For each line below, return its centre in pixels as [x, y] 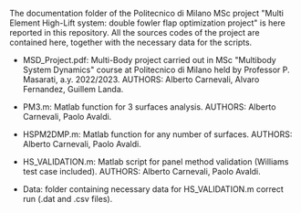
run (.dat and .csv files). [67, 199]
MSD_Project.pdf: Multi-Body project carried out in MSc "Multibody [149, 60]
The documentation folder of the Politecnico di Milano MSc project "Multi [147, 13]
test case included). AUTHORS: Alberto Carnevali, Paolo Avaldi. [142, 171]
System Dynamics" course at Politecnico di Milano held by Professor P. [156, 69]
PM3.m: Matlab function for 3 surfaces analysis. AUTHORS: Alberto [149, 107]
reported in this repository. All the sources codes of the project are [135, 32]
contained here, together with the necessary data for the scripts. [131, 42]
